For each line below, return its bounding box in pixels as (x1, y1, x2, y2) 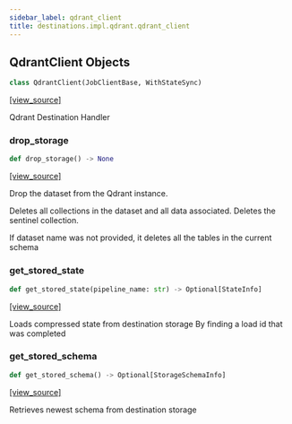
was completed (9, 328, 66, 339)
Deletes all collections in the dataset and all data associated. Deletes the (9, 205, 276, 216)
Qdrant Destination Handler (9, 112, 110, 123)
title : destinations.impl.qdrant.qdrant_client (9, 22, 191, 30)
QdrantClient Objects (9, 55, 131, 70)
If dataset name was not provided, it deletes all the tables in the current (9, 232, 272, 243)
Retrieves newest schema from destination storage (9, 404, 197, 415)
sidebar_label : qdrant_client (9, 13, 123, 22)
